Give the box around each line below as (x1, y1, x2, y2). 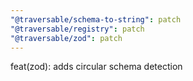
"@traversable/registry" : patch (10, 24, 145, 34)
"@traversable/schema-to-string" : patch (10, 14, 182, 25)
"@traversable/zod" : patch (10, 33, 123, 43)
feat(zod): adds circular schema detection (10, 61, 183, 73)
